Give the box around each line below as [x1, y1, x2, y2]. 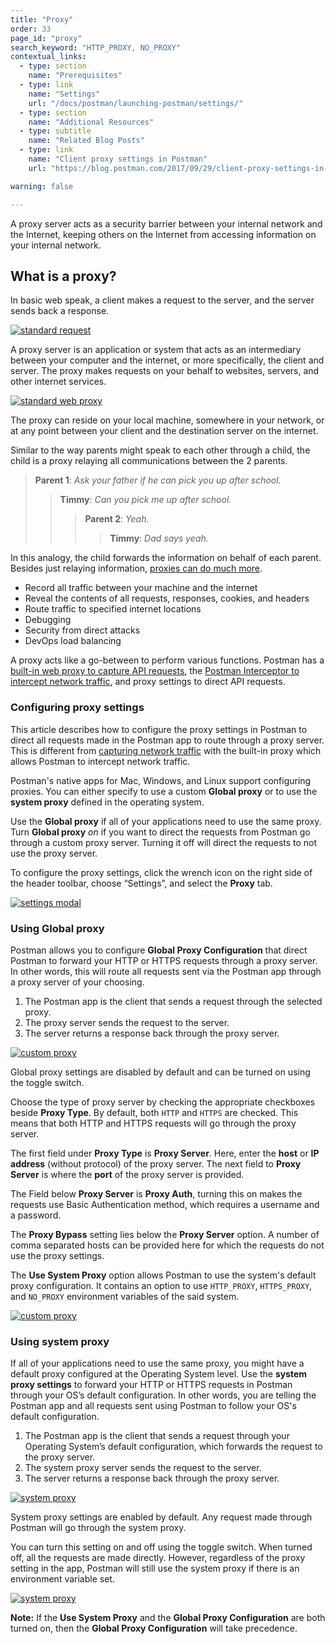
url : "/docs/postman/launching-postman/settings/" [28, 98, 244, 108]
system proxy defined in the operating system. [10, 796, 205, 808]
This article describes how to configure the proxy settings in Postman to [10, 723, 308, 735]
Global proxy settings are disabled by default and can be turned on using [10, 1066, 311, 1078]
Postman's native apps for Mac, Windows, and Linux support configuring [10, 774, 312, 786]
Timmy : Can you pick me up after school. [59, 494, 232, 506]
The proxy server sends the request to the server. [24, 1016, 230, 1028]
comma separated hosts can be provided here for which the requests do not [10, 1239, 325, 1251]
